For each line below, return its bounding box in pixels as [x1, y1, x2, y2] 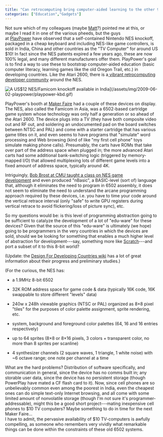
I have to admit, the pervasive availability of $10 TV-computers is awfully [5, 416, 150, 422]
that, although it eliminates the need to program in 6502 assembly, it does [5, 182, 153, 188]
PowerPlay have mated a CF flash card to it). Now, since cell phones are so [5, 380, 155, 385]
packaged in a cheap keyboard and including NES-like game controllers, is [5, 40, 154, 46]
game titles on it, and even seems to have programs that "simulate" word [5, 132, 150, 138]
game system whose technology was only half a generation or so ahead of [5, 111, 154, 117]
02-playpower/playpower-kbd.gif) [5, 91, 73, 97]
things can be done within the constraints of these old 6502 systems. [5, 426, 144, 432]
